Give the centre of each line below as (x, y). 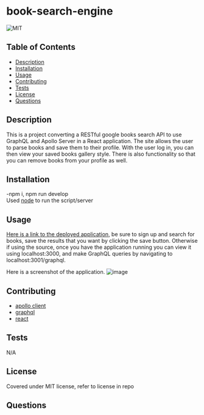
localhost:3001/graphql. (36, 260)
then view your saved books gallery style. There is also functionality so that (101, 154)
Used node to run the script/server (50, 201)
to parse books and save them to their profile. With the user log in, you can (100, 147)
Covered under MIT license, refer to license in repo (70, 386)
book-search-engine (60, 11)
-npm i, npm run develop (37, 194)
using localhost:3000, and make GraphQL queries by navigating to (90, 254)
